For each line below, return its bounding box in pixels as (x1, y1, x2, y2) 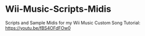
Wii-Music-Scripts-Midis (5, 3, 111, 15)
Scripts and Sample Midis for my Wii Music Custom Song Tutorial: (5, 20, 140, 26)
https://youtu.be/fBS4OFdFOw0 (5, 25, 71, 31)
